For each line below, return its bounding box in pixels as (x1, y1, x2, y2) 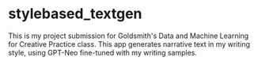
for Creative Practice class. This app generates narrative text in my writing (8, 39, 251, 48)
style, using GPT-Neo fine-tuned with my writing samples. (8, 48, 198, 57)
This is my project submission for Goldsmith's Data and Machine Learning (8, 31, 249, 40)
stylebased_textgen (8, 5, 142, 23)
